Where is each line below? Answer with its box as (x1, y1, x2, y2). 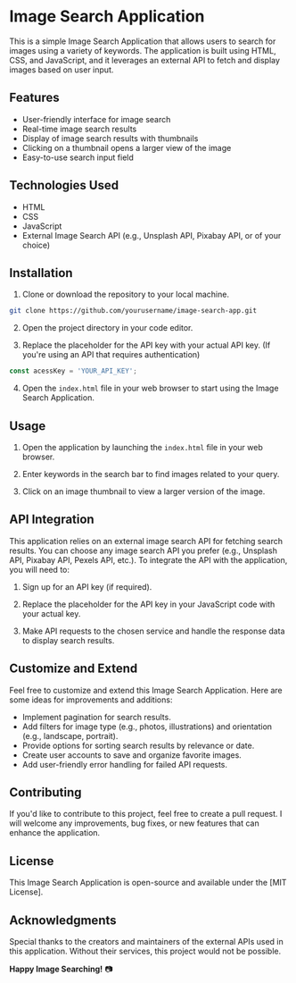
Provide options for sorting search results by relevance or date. (21, 740, 255, 751)
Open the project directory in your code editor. (21, 323, 193, 333)
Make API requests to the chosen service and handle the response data (21, 626, 285, 636)
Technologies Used (9, 178, 119, 193)
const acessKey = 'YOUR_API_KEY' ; (9, 366, 138, 376)
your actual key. (21, 608, 81, 618)
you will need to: (9, 564, 70, 575)
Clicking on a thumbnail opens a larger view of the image (21, 142, 232, 153)
